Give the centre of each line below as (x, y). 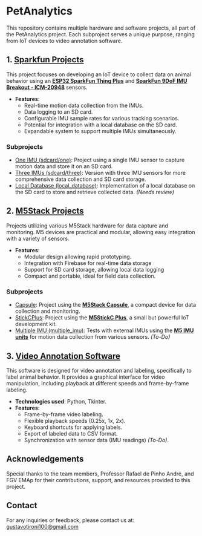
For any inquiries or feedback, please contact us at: (70, 520)
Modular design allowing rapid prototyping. (78, 257)
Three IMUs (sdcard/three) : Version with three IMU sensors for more (100, 173)
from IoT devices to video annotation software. (64, 41)
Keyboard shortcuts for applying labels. (73, 427)
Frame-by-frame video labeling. (64, 414)
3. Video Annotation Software (64, 356)
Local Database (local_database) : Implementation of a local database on (105, 186)
